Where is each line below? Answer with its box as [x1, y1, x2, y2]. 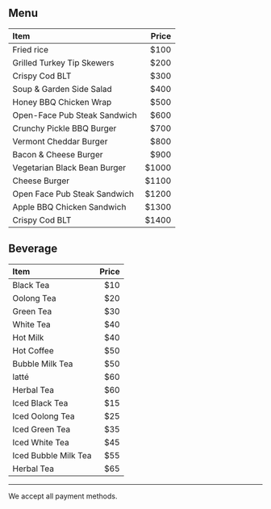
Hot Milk [12, 332, 44, 343]
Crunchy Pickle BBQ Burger [12, 123, 117, 134]
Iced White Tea [12, 436, 70, 448]
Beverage [8, 242, 58, 256]
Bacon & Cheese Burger [12, 148, 103, 160]
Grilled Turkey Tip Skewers [12, 56, 115, 68]
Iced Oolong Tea [12, 411, 75, 422]
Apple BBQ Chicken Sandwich [12, 201, 127, 212]
